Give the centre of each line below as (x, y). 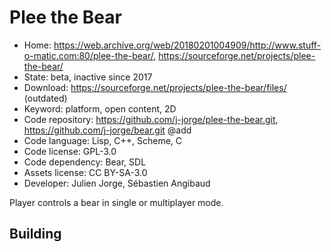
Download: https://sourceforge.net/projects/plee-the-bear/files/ (155, 87)
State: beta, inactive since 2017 (88, 77)
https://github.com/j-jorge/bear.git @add (107, 130)
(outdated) (45, 98)
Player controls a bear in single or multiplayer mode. (116, 202)
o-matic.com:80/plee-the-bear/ (88, 55)
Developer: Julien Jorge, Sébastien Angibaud (117, 183)
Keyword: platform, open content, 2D (100, 108)
